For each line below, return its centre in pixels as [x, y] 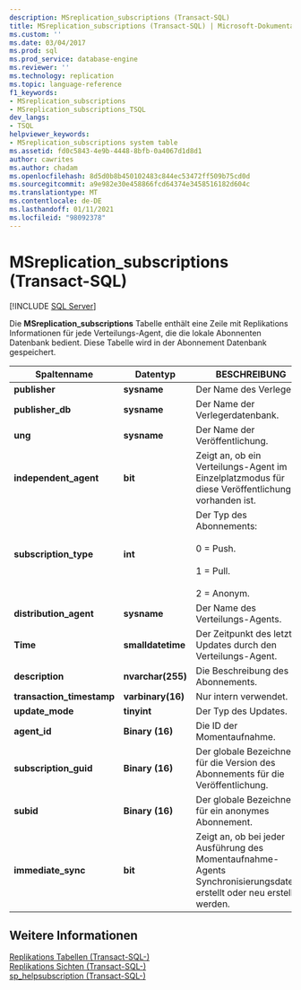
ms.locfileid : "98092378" [57, 217]
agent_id [33, 731]
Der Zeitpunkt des [233, 633]
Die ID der [217, 725]
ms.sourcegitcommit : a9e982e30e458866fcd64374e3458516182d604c [130, 185]
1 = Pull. [213, 570]
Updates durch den [236, 645]
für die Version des [236, 762]
